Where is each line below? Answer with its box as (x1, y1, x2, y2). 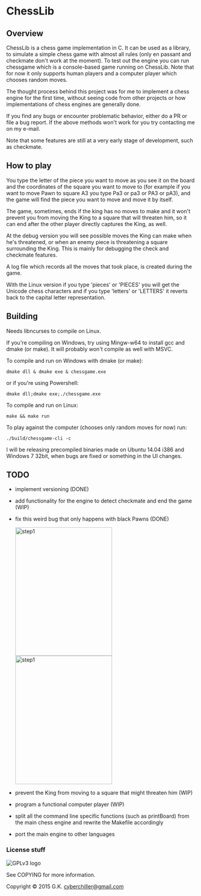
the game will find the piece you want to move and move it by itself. (6, 196, 173, 203)
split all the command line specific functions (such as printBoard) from (14, 812, 190, 820)
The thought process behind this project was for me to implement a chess (6, 88, 190, 95)
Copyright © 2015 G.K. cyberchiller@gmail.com (6, 883, 124, 890)
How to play (6, 161, 52, 171)
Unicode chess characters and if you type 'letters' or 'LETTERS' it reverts (6, 287, 188, 295)
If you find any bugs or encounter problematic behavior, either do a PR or (6, 113, 188, 119)
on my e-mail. (6, 125, 41, 132)
